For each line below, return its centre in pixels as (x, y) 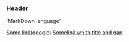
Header (17, 8)
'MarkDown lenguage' (34, 21)
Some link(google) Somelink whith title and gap (64, 33)
